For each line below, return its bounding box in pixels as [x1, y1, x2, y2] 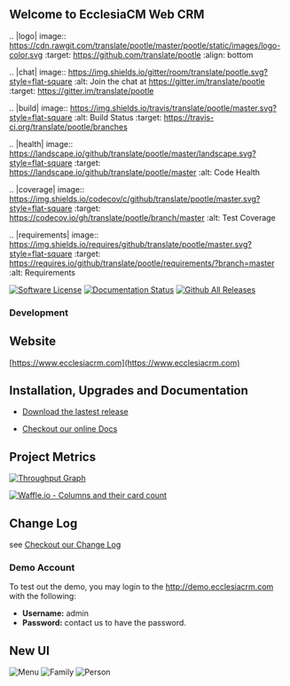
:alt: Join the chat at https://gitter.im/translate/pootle [74, 75, 266, 87]
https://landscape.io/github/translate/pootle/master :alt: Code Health [9, 167, 260, 177]
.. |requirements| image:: [9, 230, 99, 240]
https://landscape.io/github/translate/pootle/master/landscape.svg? [9, 148, 257, 159]
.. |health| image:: [9, 138, 74, 149]
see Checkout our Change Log [9, 539, 121, 550]
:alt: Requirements [9, 267, 75, 277]
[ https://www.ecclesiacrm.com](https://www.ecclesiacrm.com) [9, 357, 240, 368]
